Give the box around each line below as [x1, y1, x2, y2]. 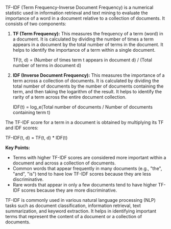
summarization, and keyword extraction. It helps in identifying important [5, 208, 157, 214]
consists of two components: [5, 20, 66, 27]
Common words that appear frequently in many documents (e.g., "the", [12, 165, 162, 171]
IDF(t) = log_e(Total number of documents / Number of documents [12, 104, 153, 110]
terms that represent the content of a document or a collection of [5, 214, 142, 219]
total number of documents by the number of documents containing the [12, 83, 164, 89]
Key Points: [5, 144, 30, 151]
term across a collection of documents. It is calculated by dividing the [12, 78, 159, 84]
